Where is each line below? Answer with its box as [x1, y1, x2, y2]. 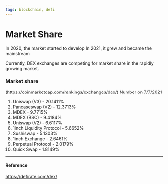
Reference [5, 162, 28, 168]
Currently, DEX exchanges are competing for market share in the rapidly [5, 60, 154, 66]
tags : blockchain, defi [5, 7, 55, 12]
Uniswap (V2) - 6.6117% [12, 120, 63, 126]
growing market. [5, 65, 39, 71]
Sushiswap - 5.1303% [12, 130, 58, 136]
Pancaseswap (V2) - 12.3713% [12, 104, 76, 110]
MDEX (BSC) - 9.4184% [12, 114, 62, 120]
